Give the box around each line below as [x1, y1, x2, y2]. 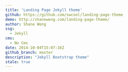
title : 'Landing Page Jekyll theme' [5, 7, 82, 13]
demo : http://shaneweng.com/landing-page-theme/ [5, 17, 110, 22]
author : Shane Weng [5, 21, 47, 27]
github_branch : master [5, 50, 53, 55]
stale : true [5, 59, 30, 64]
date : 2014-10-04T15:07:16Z [5, 45, 65, 50]
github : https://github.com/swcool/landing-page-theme [5, 12, 123, 17]
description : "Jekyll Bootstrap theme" [5, 54, 90, 60]
